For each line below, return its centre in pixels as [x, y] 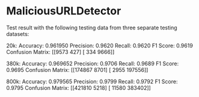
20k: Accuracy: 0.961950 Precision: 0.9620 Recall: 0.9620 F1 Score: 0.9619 [100, 46]
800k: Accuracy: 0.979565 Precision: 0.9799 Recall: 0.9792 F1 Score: [92, 81]
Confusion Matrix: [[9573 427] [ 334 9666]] [60, 51]
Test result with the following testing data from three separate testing [92, 28]
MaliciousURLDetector [64, 11]
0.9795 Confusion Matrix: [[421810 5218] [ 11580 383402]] [79, 87]
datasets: [18, 34]
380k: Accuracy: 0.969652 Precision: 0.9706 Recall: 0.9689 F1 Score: [93, 63]
